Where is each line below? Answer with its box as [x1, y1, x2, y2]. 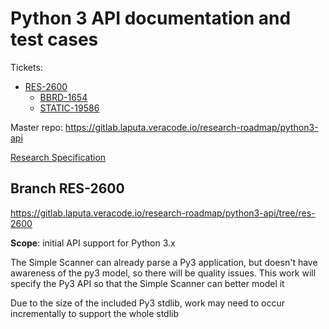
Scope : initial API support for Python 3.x [10, 237, 176, 249]
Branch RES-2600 [10, 180, 125, 197]
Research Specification [10, 151, 107, 163]
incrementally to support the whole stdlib [10, 307, 180, 319]
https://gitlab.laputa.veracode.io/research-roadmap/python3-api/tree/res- [10, 207, 316, 219]
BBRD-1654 [39, 91, 88, 103]
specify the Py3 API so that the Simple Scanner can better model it [10, 277, 285, 289]
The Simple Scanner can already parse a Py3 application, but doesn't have [10, 256, 318, 268]
